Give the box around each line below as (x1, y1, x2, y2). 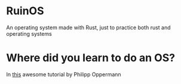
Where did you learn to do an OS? (6, 51, 175, 65)
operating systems (6, 30, 52, 37)
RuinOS (6, 4, 44, 18)
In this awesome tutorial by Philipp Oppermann (6, 70, 121, 78)
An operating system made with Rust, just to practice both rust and (6, 24, 171, 31)
